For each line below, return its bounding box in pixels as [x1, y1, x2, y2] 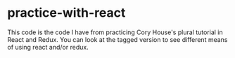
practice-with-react [7, 5, 126, 21]
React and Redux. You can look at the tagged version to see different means [7, 35, 228, 43]
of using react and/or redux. [7, 43, 89, 51]
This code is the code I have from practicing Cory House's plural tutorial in [7, 28, 223, 36]
